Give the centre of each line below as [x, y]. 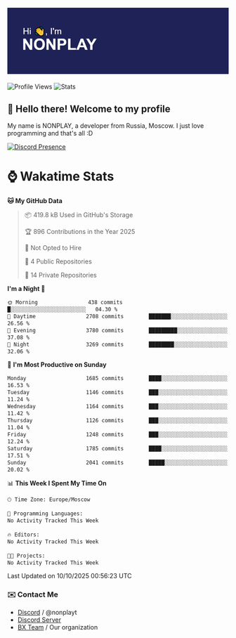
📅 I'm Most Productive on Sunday [57, 364]
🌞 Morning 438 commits [65, 302]
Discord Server [39, 620]
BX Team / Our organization [58, 627]
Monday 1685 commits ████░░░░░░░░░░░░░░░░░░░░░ [118, 378]
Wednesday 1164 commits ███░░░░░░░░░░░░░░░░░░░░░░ [118, 406]
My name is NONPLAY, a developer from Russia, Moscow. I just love [106, 126]
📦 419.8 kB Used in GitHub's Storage [79, 214]
